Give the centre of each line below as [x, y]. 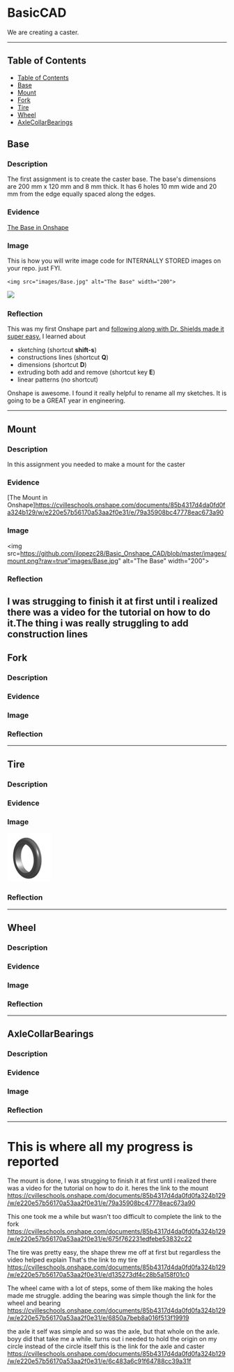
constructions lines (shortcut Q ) [63, 357]
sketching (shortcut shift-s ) [57, 350]
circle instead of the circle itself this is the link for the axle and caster [106, 1346]
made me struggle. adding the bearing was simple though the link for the [111, 1296]
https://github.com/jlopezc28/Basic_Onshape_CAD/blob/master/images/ [123, 553]
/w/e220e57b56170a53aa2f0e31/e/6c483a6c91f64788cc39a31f [99, 1362]
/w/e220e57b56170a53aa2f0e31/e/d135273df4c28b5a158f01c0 [99, 1275]
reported [33, 1161]
